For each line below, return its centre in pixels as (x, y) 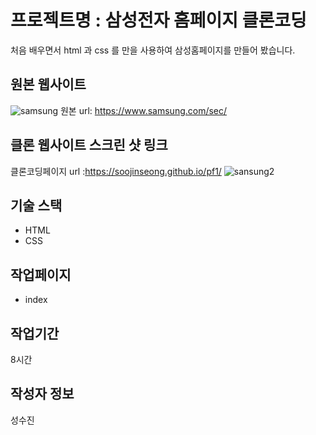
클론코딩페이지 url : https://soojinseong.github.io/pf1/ (116, 171)
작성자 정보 (42, 394)
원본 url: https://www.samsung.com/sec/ (143, 110)
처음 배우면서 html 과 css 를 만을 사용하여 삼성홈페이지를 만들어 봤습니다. (153, 50)
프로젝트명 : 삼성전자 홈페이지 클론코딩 (158, 20)
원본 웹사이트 (48, 84)
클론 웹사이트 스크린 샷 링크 (89, 145)
